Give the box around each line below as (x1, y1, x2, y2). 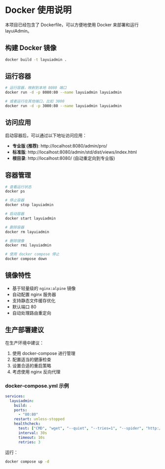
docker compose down (5, 256, 48, 261)
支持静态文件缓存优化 (12, 297, 55, 303)
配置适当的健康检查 (12, 356, 52, 362)
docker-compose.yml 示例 (5, 382, 69, 389)
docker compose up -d (5, 459, 50, 464)
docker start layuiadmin (5, 216, 56, 221)
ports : (14, 407, 27, 412)
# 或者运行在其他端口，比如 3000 (5, 99, 65, 104)
